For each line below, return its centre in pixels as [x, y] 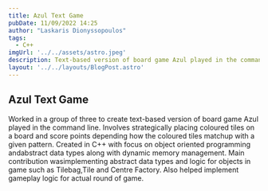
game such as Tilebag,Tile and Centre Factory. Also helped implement [124, 170]
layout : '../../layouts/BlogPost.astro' [77, 68]
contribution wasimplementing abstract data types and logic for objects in [130, 161]
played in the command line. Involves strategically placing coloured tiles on [132, 127]
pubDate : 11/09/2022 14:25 [53, 23]
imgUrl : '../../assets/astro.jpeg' [67, 53]
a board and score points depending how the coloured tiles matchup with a [132, 135]
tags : [17, 38]
